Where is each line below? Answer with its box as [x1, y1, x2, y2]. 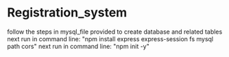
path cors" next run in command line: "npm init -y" [7, 42, 149, 50]
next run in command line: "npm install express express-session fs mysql [7, 34, 214, 43]
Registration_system [7, 5, 128, 21]
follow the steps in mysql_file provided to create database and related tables [7, 27, 223, 36]
